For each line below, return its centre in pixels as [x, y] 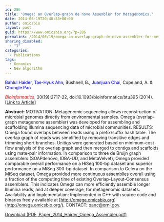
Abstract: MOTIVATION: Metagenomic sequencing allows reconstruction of [81, 112]
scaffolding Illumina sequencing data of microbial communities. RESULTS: [79, 127]
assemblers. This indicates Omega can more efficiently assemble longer [78, 184]
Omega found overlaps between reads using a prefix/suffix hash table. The [81, 132]
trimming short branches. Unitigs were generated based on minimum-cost [80, 143]
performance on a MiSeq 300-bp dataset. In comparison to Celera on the [79, 169]
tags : [10, 60]
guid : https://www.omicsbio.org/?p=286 [46, 32]
